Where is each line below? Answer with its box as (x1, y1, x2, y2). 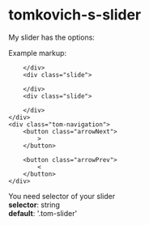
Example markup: (8, 48, 67, 57)
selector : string (8, 200, 61, 210)
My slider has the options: (8, 32, 96, 42)
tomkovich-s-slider (8, 6, 142, 24)
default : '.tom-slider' (8, 208, 78, 218)
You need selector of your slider (8, 191, 116, 201)
